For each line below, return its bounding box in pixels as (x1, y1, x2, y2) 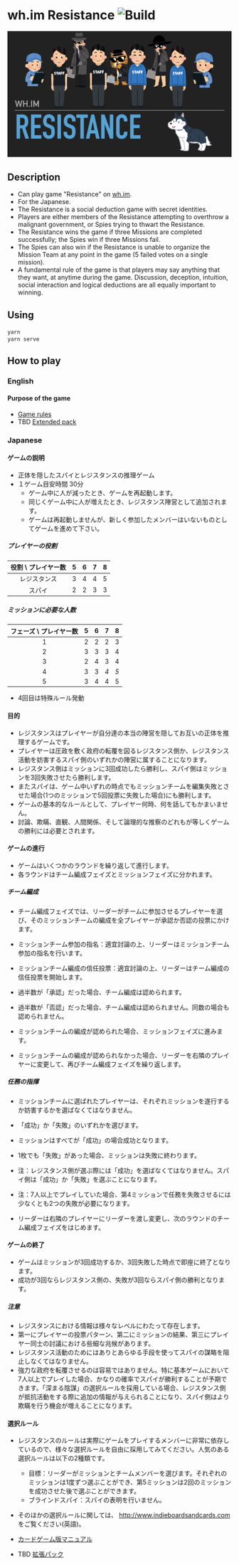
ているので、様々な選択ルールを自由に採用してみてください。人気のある (17, 1445, 230, 1454)
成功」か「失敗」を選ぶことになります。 (42, 1174, 161, 1184)
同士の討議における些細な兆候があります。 (30, 1339, 155, 1347)
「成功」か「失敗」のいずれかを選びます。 (17, 1120, 142, 1129)
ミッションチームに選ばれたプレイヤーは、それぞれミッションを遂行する (17, 1096, 230, 1105)
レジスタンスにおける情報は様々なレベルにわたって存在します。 (17, 1321, 204, 1330)
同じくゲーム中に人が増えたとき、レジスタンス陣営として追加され (28, 497, 221, 506)
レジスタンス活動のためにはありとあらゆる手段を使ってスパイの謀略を (17, 1348, 223, 1357)
